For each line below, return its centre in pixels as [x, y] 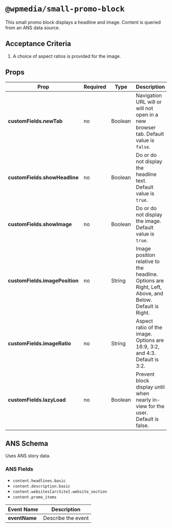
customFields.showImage [40, 224]
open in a [147, 114]
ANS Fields [19, 469]
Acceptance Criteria [38, 44]
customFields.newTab [35, 121]
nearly [144, 400]
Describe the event [66, 518]
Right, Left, [149, 287]
